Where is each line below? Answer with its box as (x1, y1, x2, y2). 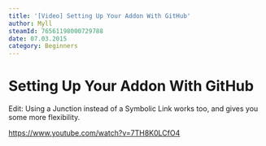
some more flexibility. (8, 113, 81, 122)
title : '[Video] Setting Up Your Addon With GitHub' (8, 11, 191, 20)
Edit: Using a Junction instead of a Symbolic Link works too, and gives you (8, 104, 259, 114)
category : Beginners (8, 42, 79, 50)
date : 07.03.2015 (8, 34, 68, 43)
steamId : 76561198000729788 (8, 27, 104, 35)
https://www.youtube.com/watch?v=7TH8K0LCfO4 (8, 128, 181, 138)
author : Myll (8, 19, 53, 28)
